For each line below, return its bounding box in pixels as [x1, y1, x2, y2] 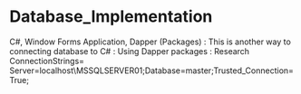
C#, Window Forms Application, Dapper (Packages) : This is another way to [9, 36, 292, 47]
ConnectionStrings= [9, 55, 84, 66]
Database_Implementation [9, 6, 213, 27]
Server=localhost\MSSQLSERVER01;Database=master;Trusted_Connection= [9, 65, 295, 76]
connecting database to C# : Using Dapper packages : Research [9, 45, 250, 56]
